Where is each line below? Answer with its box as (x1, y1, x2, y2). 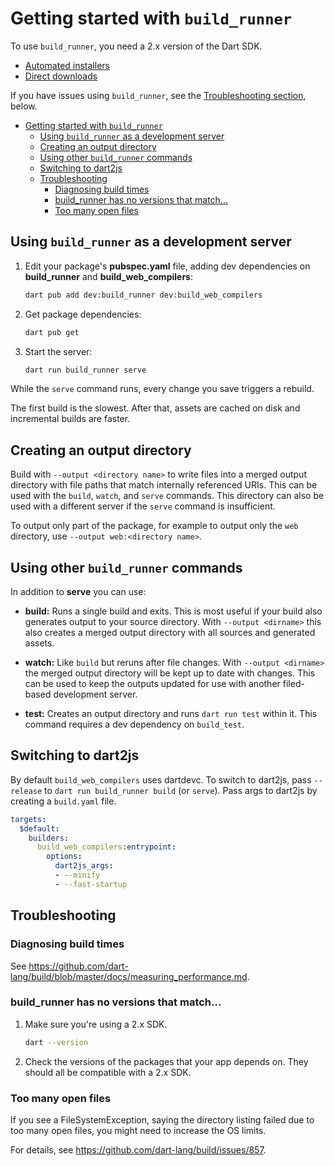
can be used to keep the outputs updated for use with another (24, 678, 281, 689)
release (10, 786, 43, 796)
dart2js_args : (54, 861, 114, 871)
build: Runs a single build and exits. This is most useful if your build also (24, 605, 323, 617)
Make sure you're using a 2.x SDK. (24, 1018, 168, 1030)
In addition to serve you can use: (10, 586, 147, 597)
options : (46, 852, 83, 862)
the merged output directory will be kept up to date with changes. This (24, 667, 316, 679)
